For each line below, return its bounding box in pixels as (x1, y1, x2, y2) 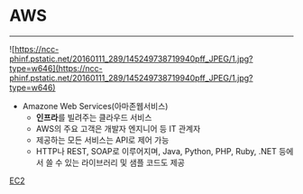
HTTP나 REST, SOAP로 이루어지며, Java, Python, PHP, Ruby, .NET (35, 145, 278, 156)
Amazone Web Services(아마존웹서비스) (22, 100, 169, 111)
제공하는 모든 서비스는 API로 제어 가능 (35, 134, 170, 145)
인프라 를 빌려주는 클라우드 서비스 (35, 112, 152, 123)
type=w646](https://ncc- (9, 62, 104, 73)
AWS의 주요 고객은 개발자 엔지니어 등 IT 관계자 (35, 123, 201, 134)
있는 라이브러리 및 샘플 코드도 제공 (64, 157, 185, 168)
